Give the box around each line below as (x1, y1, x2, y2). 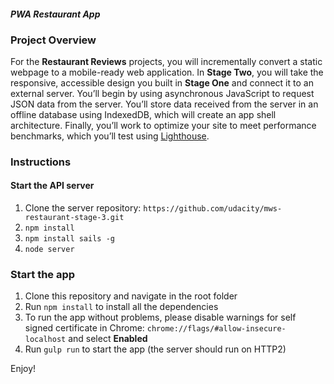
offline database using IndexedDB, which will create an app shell (10, 108, 277, 120)
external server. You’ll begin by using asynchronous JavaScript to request (10, 87, 315, 99)
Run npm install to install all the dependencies (24, 301, 219, 313)
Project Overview (10, 33, 97, 47)
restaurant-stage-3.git (24, 213, 125, 223)
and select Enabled (68, 333, 148, 345)
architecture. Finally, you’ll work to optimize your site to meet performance (10, 119, 317, 131)
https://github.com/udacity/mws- (143, 204, 283, 214)
